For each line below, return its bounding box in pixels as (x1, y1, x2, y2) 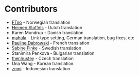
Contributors (4, 3, 58, 15)
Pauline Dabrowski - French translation (11, 40, 89, 46)
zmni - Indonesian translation (11, 65, 70, 71)
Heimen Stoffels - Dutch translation (11, 24, 83, 30)
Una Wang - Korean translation (11, 61, 74, 66)
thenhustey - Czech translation (11, 55, 74, 61)
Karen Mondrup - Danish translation (11, 30, 84, 35)
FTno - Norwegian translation (11, 19, 71, 25)
